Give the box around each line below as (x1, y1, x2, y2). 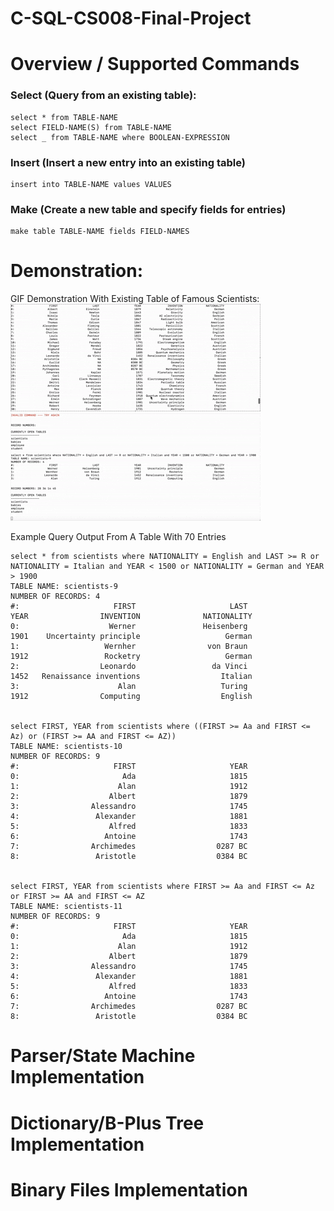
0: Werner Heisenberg (10, 622, 248, 632)
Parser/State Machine (10, 1045, 196, 1067)
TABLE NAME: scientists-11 (10, 902, 123, 912)
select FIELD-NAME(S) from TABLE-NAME (10, 122, 172, 132)
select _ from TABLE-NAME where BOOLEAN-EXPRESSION (10, 132, 230, 142)
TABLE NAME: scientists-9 (10, 582, 118, 592)
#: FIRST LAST (10, 602, 248, 612)
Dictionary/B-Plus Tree (10, 1112, 205, 1134)
